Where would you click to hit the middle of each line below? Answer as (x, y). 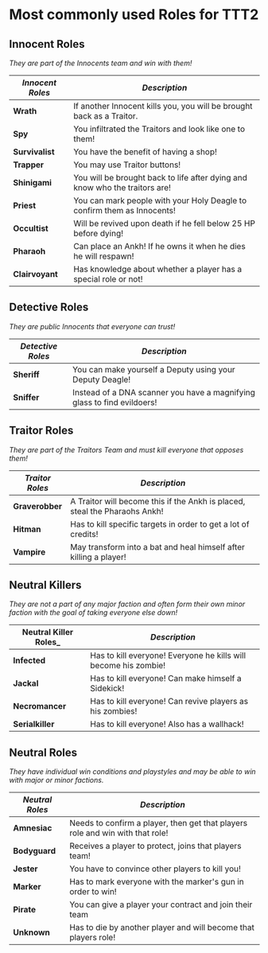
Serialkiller (34, 724)
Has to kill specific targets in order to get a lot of (160, 524)
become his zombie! (128, 666)
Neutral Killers (45, 585)
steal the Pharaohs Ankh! (117, 511)
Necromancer (40, 706)
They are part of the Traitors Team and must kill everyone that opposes (126, 449)
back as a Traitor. (106, 116)
